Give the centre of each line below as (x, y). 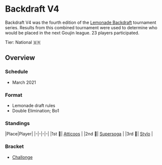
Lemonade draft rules (34, 105)
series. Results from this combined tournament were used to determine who (81, 27)
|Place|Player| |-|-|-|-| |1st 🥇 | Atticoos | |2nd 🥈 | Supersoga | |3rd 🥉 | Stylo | (79, 134)
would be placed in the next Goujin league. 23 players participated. (72, 33)
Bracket (15, 147)
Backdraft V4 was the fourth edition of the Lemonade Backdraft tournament (81, 22)
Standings (18, 123)
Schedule (17, 72)
